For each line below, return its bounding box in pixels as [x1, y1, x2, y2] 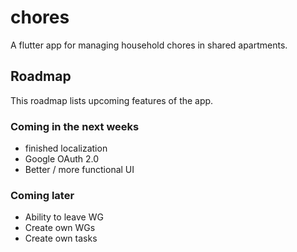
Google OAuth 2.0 [24, 153, 100, 165]
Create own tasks [24, 232, 98, 245]
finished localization [24, 142, 108, 155]
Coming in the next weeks [10, 119, 140, 133]
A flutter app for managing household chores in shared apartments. [10, 39, 288, 51]
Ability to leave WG [24, 211, 104, 223]
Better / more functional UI [24, 164, 135, 176]
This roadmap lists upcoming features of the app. [10, 94, 214, 106]
